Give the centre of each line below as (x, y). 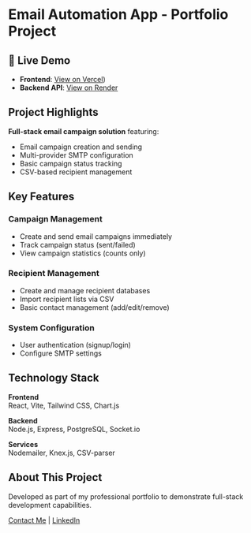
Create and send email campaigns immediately (96, 236)
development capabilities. (50, 505)
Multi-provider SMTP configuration (77, 155)
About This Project (55, 477)
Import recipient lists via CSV (67, 299)
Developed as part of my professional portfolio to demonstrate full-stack (126, 496)
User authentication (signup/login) (75, 345)
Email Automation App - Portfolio (118, 15)
